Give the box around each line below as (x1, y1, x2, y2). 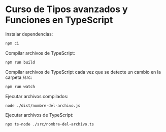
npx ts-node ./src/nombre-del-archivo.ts (5, 122, 94, 127)
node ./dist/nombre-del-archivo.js (5, 103, 81, 108)
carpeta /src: (5, 74, 32, 80)
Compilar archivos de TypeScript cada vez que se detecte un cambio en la (5, 69, 161, 75)
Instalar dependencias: (5, 31, 53, 37)
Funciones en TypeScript (5, 14, 113, 26)
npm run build (5, 60, 36, 65)
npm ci (5, 40, 19, 46)
